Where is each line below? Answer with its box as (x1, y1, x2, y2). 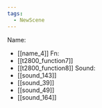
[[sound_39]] (17, 78, 55, 87)
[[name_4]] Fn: (17, 49, 60, 57)
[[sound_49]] (17, 86, 55, 94)
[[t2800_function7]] (17, 56, 74, 64)
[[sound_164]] (17, 93, 57, 101)
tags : (7, 10, 23, 17)
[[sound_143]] (17, 71, 57, 80)
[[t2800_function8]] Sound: (17, 64, 96, 72)
